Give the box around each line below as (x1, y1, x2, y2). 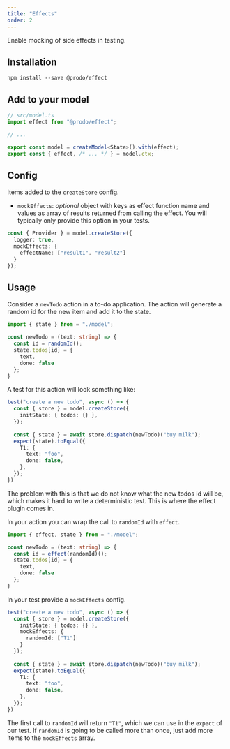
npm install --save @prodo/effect (7, 75, 108, 82)
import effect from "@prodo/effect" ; (7, 119, 117, 126)
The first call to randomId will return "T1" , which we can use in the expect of (7, 718, 223, 727)
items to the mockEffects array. (7, 734, 95, 742)
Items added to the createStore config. (7, 188, 120, 196)
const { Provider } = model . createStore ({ (7, 230, 132, 237)
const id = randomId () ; (13, 340, 82, 348)
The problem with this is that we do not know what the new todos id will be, (7, 489, 224, 498)
